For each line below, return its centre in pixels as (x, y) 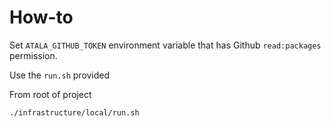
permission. (33, 55)
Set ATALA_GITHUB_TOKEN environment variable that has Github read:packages (165, 45)
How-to (41, 17)
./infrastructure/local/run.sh (74, 112)
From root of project (50, 94)
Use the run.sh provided (60, 75)
